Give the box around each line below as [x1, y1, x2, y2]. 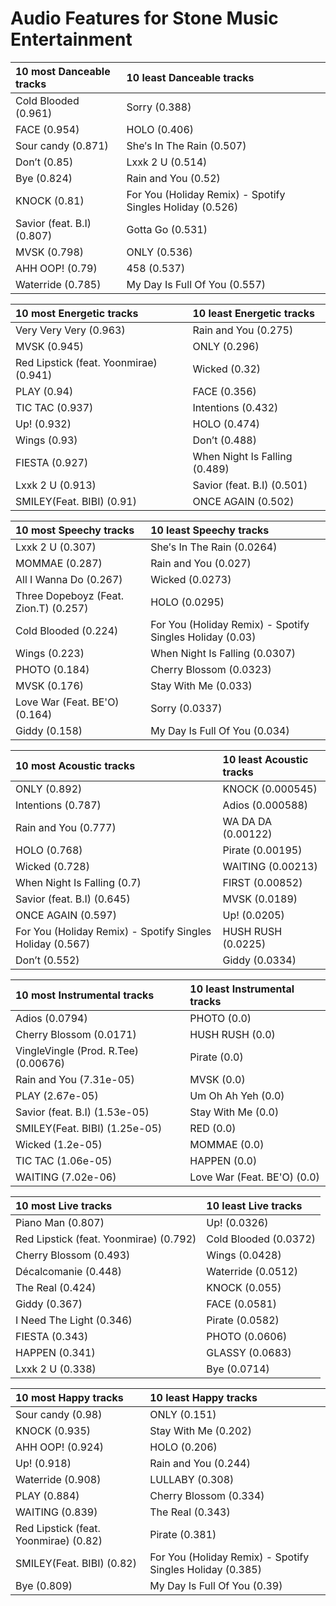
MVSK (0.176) [15, 678, 85, 692]
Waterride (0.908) [15, 1472, 102, 1486]
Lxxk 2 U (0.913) [15, 478, 97, 492]
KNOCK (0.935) [15, 1423, 92, 1437]
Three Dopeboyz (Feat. [15, 588, 125, 602]
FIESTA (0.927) [15, 455, 89, 469]
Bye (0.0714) [206, 1362, 270, 1376]
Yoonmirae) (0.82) [15, 1533, 103, 1547]
